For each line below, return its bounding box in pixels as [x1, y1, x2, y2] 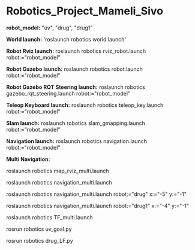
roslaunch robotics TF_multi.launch [6, 213, 93, 221]
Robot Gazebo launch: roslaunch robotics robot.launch [6, 65, 143, 73]
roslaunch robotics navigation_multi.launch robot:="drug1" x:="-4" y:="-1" [6, 202, 190, 209]
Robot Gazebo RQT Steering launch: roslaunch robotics [6, 83, 145, 91]
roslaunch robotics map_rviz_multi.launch [6, 167, 109, 174]
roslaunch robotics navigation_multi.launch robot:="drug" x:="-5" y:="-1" [6, 191, 187, 198]
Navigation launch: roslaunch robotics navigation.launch [6, 137, 148, 145]
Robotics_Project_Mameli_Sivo [6, 4, 164, 18]
